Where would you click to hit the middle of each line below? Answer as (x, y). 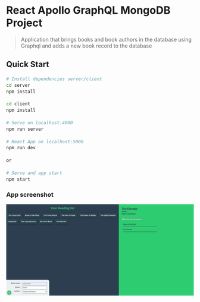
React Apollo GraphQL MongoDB (88, 10)
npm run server (25, 129)
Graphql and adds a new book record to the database (86, 46)
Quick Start (28, 65)
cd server (18, 85)
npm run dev (21, 148)
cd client (18, 104)
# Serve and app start (34, 173)
